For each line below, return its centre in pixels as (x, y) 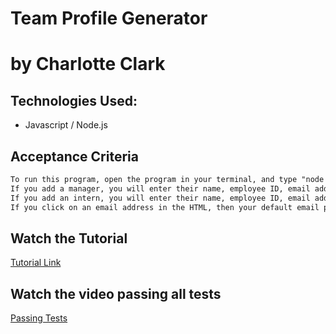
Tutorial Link (36, 263)
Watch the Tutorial (69, 238)
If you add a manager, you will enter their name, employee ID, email (160, 188)
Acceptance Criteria (74, 156)
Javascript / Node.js (66, 125)
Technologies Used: (74, 100)
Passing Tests (39, 318)
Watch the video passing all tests (116, 293)
